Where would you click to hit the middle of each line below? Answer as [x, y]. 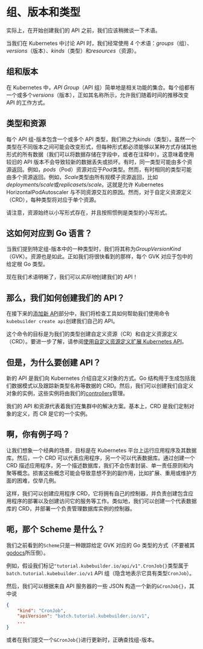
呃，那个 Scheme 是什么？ [56, 530]
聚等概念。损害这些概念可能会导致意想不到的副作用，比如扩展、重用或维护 [99, 473]
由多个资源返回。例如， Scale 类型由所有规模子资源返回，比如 [82, 177]
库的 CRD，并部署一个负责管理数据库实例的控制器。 [71, 508]
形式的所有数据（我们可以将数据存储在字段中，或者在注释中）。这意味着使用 [100, 154]
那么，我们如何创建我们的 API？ [66, 298]
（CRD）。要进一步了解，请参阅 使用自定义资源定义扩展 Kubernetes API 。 [97, 342]
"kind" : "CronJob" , [42, 611]
